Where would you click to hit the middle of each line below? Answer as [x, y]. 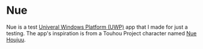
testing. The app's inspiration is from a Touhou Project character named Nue [101, 33]
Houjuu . [16, 39]
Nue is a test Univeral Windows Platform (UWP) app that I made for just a [97, 27]
